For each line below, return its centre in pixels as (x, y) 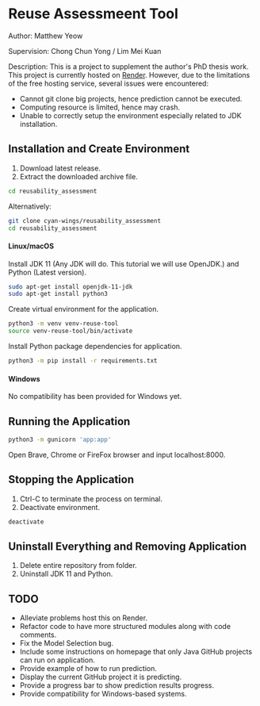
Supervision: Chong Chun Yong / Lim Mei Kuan (85, 51)
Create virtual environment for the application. (83, 309)
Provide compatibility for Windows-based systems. (103, 694)
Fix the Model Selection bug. (66, 643)
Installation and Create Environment (99, 149)
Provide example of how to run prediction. (88, 669)
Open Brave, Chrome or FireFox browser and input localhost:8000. (117, 455)
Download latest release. (60, 168)
